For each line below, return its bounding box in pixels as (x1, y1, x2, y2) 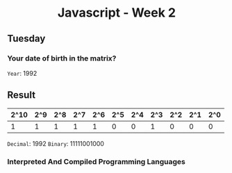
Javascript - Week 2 (58, 5, 176, 21)
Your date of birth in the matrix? (7, 53, 117, 63)
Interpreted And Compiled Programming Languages (7, 156, 186, 166)
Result (7, 89, 36, 101)
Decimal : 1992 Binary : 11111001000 (7, 139, 104, 147)
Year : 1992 (7, 69, 38, 77)
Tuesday (7, 33, 46, 44)
